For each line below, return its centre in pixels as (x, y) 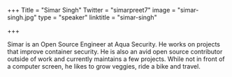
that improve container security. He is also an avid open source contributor (115, 52)
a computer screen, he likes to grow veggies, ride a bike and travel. (104, 66)
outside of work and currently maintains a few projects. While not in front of (116, 59)
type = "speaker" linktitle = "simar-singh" (97, 17)
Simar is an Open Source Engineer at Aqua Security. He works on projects (114, 44)
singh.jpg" (22, 17)
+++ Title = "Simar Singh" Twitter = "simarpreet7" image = (92, 10)
